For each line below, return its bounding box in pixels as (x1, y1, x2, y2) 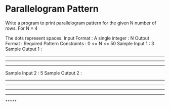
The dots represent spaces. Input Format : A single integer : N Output (5, 35, 149, 41)
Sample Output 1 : (5, 46, 42, 52)
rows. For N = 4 (5, 25, 38, 31)
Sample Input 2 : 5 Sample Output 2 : (5, 69, 82, 76)
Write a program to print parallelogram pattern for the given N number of (5, 20, 157, 26)
